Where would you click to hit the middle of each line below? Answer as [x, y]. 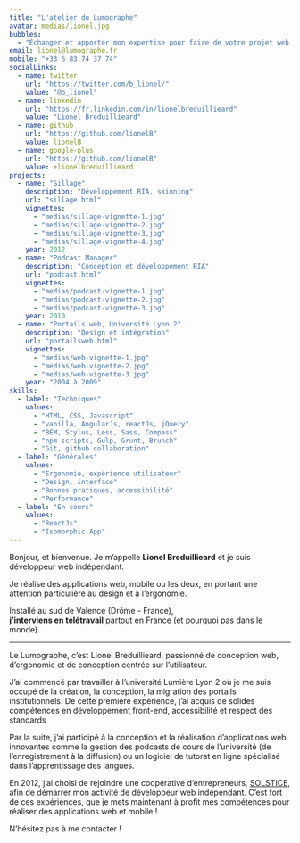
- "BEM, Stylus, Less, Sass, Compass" [105, 432]
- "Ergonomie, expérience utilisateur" [107, 474]
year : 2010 [46, 316]
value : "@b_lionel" [62, 92]
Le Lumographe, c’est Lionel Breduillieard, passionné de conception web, [144, 655]
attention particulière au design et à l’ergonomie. [98, 593]
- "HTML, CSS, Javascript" [83, 416]
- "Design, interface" [75, 482]
